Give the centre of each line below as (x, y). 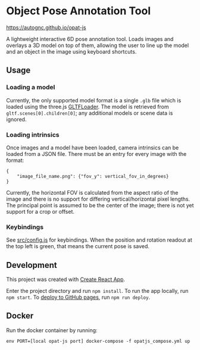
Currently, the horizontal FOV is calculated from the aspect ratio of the (92, 192)
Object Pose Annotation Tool (79, 11)
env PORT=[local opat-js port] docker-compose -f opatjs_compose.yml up (98, 341)
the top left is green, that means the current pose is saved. (78, 246)
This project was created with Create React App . (66, 279)
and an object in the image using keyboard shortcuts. (71, 51)
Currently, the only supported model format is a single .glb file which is (94, 100)
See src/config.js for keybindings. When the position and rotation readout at (99, 240)
